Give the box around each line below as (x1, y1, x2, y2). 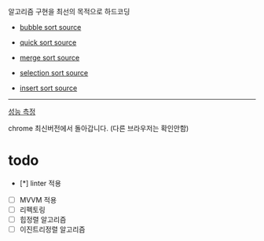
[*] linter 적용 (19, 178, 61, 188)
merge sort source (19, 53, 80, 62)
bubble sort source (19, 23, 82, 31)
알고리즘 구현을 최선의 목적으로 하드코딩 (8, 7, 130, 16)
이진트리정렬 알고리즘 (19, 225, 86, 234)
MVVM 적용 (19, 195, 57, 204)
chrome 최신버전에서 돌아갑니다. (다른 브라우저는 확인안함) (8, 124, 189, 133)
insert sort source (19, 83, 78, 93)
